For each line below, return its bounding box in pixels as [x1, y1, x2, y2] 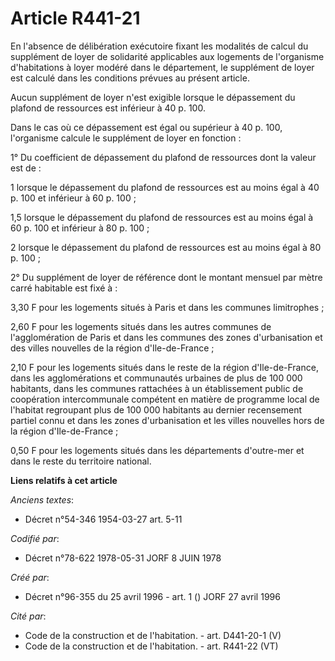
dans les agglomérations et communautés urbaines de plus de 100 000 [10, 372, 303, 384]
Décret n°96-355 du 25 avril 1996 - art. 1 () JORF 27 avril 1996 [24, 590, 281, 602]
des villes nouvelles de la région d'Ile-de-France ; [10, 342, 215, 354]
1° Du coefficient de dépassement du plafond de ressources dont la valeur [10, 151, 317, 163]
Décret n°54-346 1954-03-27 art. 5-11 [24, 513, 183, 525]
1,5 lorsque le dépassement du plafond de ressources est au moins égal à [10, 211, 314, 223]
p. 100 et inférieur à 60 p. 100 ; [10, 192, 137, 204]
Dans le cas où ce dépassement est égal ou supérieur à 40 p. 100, [10, 121, 283, 133]
